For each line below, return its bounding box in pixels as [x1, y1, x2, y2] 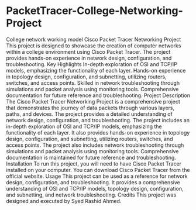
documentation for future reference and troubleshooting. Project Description [6, 92, 190, 99]
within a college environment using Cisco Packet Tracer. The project [6, 48, 171, 55]
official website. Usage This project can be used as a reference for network [6, 173, 188, 180]
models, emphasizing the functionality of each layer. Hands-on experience [6, 67, 186, 74]
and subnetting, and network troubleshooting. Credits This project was [6, 191, 177, 198]
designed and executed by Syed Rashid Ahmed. [6, 197, 122, 204]
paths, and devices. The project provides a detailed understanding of [6, 110, 173, 118]
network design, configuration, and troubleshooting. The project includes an [6, 116, 190, 123]
